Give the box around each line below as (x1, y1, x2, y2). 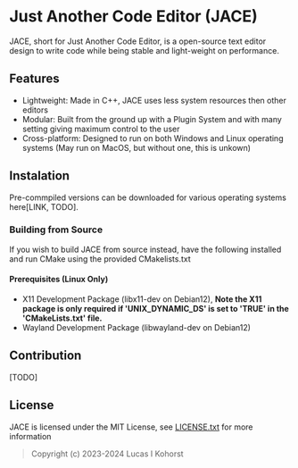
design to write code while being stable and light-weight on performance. (9, 45, 279, 55)
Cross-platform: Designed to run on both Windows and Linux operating (21, 132, 284, 144)
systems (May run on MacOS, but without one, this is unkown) (21, 142, 252, 153)
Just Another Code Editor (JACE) (9, 6, 258, 27)
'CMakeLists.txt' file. (21, 313, 103, 323)
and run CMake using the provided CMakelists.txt (9, 253, 192, 264)
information (9, 430, 52, 441)
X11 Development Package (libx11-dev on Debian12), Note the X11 (21, 294, 262, 305)
